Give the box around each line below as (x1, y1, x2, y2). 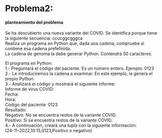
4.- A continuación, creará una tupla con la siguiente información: (5, 122, 137, 128)
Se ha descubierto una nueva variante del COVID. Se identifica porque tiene (5, 30, 158, 36)
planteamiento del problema (5, 19, 63, 25)
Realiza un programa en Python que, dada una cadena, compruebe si (5, 40, 144, 46)
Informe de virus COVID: (5, 86, 54, 92)
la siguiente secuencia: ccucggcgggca (5, 35, 83, 41)
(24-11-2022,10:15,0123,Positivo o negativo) (5, 128, 92, 134)
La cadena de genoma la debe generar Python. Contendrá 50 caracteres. (5, 51, 153, 57)
